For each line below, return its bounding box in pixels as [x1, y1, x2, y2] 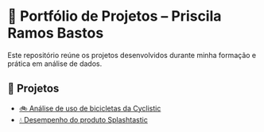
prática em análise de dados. [7, 59, 103, 68]
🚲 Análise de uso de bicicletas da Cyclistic [18, 103, 161, 113]
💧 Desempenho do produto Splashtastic [18, 115, 148, 124]
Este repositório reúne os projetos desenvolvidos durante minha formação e [7, 50, 256, 60]
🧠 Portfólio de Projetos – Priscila [7, 7, 222, 25]
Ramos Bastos [7, 24, 104, 42]
